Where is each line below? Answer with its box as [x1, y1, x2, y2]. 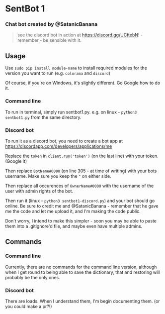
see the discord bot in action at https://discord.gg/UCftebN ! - [17, 32, 143, 38]
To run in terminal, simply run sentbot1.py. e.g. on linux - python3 [5, 109, 137, 115]
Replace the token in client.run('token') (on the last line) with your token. [5, 153, 159, 159]
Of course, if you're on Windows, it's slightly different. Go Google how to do [5, 80, 161, 86]
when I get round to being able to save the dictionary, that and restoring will [5, 269, 160, 275]
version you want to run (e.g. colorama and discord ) [5, 70, 111, 76]
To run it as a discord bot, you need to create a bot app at [5, 138, 123, 144]
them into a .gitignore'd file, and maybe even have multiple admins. [5, 223, 143, 229]
